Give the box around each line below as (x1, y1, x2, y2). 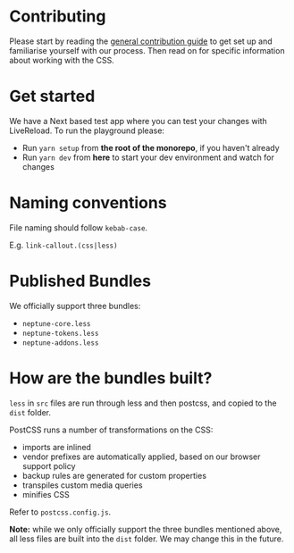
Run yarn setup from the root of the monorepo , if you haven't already (21, 142, 280, 153)
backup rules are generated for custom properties (21, 470, 207, 481)
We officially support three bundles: (9, 300, 141, 311)
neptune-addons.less (21, 338, 99, 348)
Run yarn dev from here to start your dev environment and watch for (21, 152, 274, 163)
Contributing (9, 6, 106, 27)
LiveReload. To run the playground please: (9, 125, 165, 136)
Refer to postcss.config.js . (9, 507, 112, 517)
